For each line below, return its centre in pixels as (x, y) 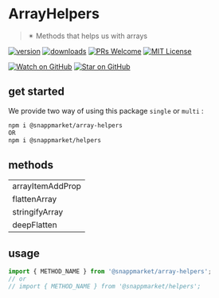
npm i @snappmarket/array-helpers (66, 125)
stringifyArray (38, 212)
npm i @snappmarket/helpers (55, 140)
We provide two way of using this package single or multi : (106, 110)
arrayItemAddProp (47, 186)
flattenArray (35, 199)
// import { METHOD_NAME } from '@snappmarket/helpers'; (105, 286)
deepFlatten (35, 225)
